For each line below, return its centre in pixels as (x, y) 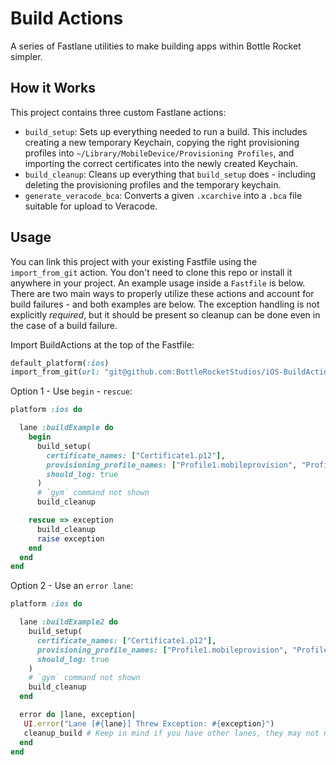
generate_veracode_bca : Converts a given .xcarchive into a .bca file (163, 195)
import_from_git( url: (55, 372)
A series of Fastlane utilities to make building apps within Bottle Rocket (156, 46)
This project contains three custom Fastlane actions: (118, 112)
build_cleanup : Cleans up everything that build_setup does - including (170, 174)
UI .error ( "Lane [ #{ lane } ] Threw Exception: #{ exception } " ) (149, 723)
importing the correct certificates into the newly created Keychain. (161, 163)
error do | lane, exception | (78, 715)
